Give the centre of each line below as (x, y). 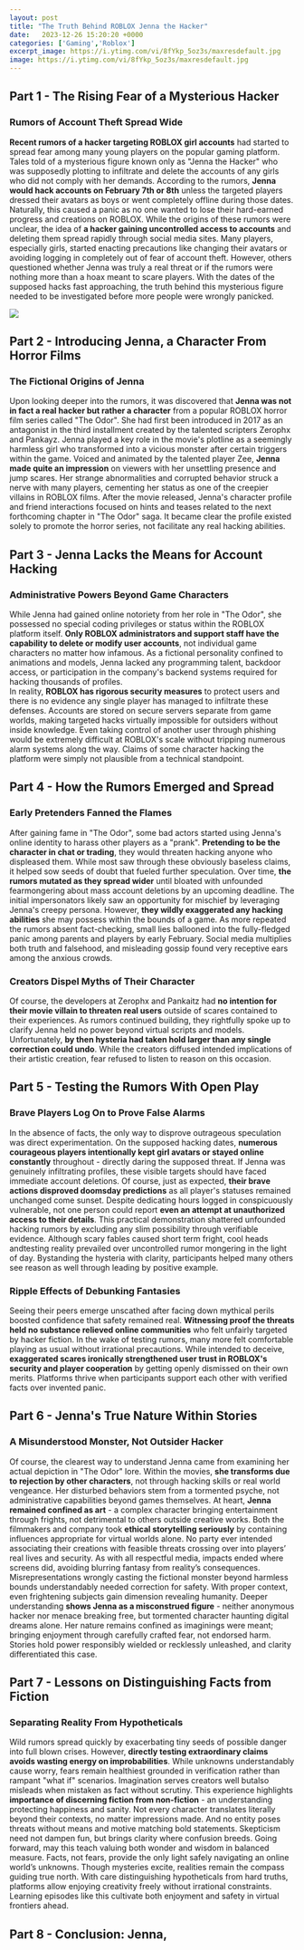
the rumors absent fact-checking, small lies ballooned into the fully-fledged (150, 928)
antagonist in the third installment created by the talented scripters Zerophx (150, 430)
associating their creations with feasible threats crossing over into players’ (148, 1548)
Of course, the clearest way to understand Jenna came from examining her (149, 1461)
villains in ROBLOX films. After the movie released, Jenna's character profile (151, 497)
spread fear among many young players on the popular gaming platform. (145, 151)
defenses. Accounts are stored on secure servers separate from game (140, 711)
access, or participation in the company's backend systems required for (143, 672)
